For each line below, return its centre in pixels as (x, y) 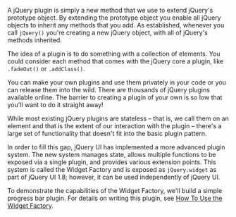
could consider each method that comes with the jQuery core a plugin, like (116, 61)
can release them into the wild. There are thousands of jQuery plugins (108, 90)
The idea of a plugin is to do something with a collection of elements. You (114, 54)
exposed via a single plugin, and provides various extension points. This (112, 162)
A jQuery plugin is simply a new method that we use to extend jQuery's (110, 10)
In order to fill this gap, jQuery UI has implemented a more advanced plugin (116, 147)
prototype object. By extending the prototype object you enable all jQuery (114, 18)
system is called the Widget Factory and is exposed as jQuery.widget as (112, 169)
